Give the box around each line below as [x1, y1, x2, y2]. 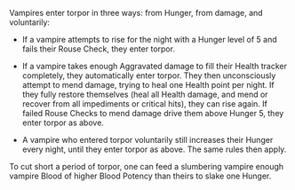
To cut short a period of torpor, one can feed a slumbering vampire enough [9, 162, 284, 171]
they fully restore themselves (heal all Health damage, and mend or [21, 89, 268, 99]
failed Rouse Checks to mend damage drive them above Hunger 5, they [21, 108, 284, 118]
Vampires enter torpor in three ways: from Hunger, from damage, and [9, 8, 264, 18]
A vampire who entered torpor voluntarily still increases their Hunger [21, 135, 274, 145]
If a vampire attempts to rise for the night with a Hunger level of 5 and [21, 35, 277, 44]
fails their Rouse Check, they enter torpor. [21, 44, 176, 54]
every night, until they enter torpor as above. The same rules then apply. [21, 144, 287, 154]
